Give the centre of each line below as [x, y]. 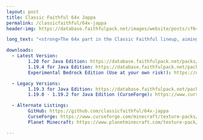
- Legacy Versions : [36, 84]
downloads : [20, 50]
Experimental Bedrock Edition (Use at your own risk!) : [100, 73]
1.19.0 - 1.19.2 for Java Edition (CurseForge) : [90, 95]
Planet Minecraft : [51, 122]
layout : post [23, 12]
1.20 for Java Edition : [58, 61]
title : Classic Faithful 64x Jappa [51, 17]
